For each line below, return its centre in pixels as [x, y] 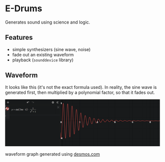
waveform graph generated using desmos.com [53, 154]
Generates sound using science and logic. [48, 22]
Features [19, 38]
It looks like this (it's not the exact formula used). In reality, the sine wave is [81, 87]
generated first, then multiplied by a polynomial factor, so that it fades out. [80, 92]
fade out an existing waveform [43, 54]
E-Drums [24, 9]
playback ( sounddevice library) [43, 60]
